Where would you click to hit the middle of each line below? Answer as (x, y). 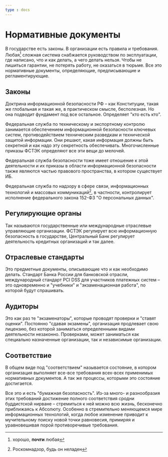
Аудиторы (22, 306)
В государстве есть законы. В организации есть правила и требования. (82, 49)
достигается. (19, 383)
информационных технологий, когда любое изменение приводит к (77, 414)
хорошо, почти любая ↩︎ (38, 439)
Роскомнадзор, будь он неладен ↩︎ (50, 449)
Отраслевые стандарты (44, 257)
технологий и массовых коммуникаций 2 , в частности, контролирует (78, 192)
